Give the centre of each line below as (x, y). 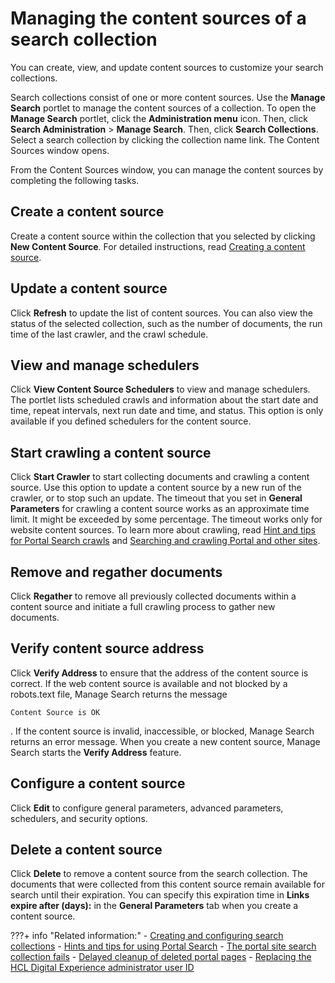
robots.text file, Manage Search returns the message (119, 694)
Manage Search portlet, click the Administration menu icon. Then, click (159, 118)
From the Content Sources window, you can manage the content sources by (167, 169)
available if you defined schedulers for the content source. (131, 421)
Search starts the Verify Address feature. (96, 752)
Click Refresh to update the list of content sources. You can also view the (162, 313)
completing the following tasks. (75, 180)
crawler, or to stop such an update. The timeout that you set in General (156, 498)
